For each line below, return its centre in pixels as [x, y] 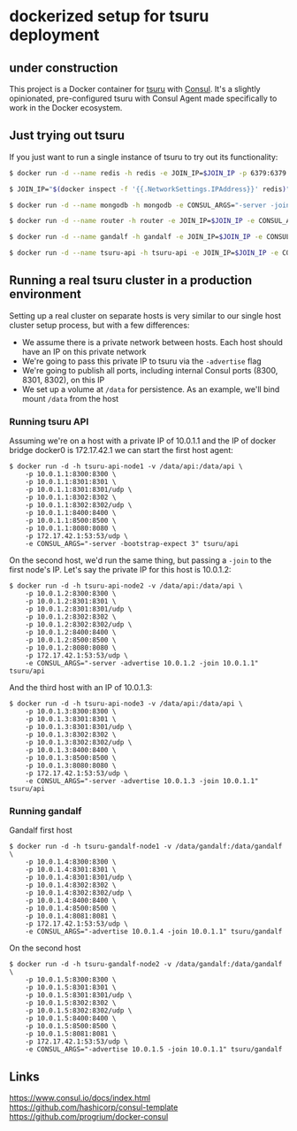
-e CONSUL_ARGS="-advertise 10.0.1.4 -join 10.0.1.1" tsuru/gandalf [154, 932]
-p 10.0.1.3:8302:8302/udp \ [79, 742]
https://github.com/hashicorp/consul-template [94, 1107]
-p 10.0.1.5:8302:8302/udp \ [79, 1011]
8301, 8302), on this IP [63, 380]
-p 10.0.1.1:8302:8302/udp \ [79, 505]
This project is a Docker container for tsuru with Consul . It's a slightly [135, 89]
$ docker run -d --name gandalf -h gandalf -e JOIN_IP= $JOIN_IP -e [136, 237]
